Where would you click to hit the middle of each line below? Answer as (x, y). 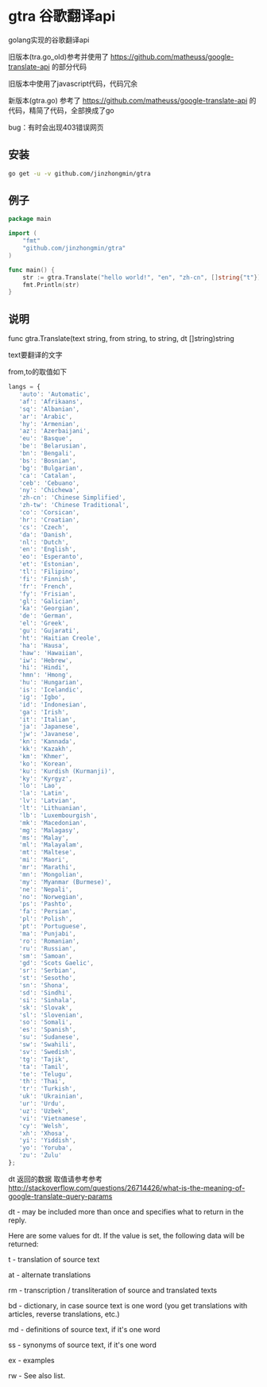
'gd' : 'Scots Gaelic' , (56, 963)
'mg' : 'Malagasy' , (49, 830)
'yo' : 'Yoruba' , (46, 1148)
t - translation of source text (54, 1259)
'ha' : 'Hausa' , (44, 645)
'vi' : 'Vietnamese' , (53, 1118)
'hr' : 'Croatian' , (49, 520)
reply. (17, 1220)
